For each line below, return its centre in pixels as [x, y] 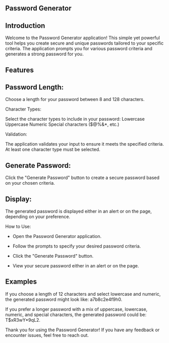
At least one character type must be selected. [53, 150]
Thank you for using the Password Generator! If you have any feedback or [82, 330]
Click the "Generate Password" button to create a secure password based [82, 178]
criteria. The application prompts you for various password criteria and [79, 49]
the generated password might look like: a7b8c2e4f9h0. [64, 299]
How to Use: [18, 227]
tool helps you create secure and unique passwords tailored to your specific [85, 43]
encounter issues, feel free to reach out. [47, 335]
